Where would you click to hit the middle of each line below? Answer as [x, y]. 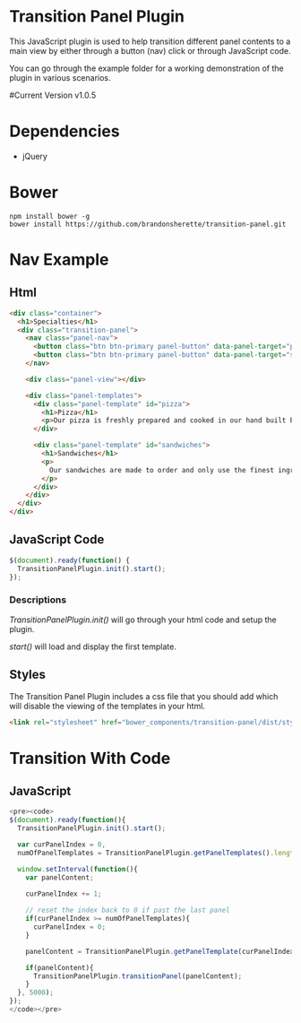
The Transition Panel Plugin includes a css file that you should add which [144, 696]
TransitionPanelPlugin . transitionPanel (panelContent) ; [138, 976]
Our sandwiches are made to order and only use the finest [162, 470]
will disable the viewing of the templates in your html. [107, 706]
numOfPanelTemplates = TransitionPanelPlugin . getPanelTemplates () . [146, 853]
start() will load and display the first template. [93, 646]
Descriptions [38, 600]
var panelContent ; [60, 877]
